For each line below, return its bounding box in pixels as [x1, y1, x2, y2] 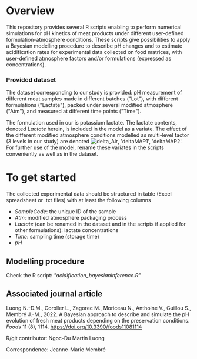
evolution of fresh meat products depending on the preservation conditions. [6, 317, 190, 324]
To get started [6, 171, 76, 184]
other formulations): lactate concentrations [14, 227, 119, 234]
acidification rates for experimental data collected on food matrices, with [6, 48, 182, 55]
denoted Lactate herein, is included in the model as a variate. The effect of [6, 125, 187, 133]
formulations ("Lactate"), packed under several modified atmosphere [6, 102, 173, 109]
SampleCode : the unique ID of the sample [14, 208, 116, 215]
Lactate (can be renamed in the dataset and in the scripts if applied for [14, 220, 186, 227]
